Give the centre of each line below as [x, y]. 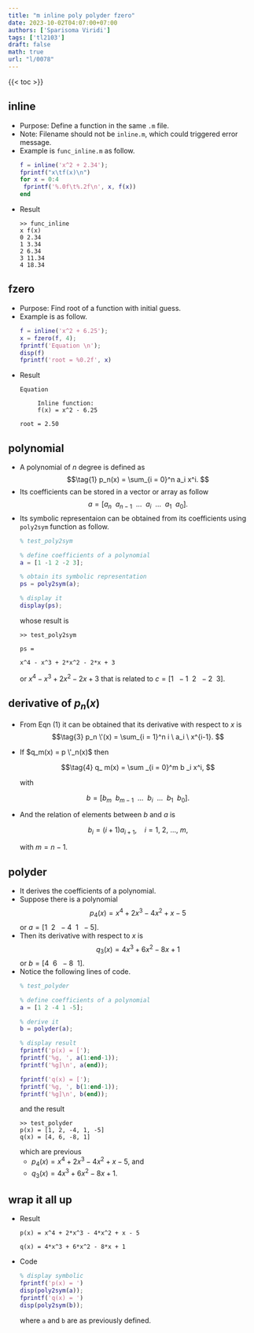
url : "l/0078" [31, 60]
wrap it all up [40, 1200]
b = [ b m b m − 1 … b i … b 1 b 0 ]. [138, 798]
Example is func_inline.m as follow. [77, 150]
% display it [41, 598]
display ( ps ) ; [41, 606]
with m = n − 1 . [44, 847]
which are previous [50, 1152]
